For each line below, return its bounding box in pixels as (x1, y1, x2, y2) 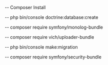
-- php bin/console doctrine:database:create (5, 14, 99, 20)
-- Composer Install (5, 5, 46, 10)
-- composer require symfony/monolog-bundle (5, 24, 103, 30)
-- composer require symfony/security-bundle (5, 54, 102, 60)
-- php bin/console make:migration (5, 44, 78, 50)
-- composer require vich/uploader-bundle (5, 34, 95, 40)
